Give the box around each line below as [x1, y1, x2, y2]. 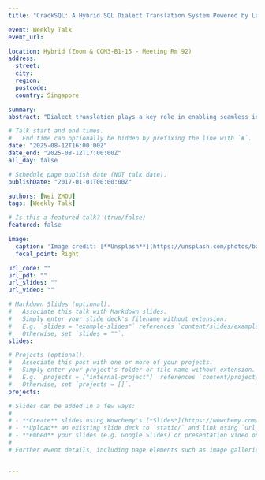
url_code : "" [8, 264, 51, 272]
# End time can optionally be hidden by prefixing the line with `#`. [8, 135, 252, 143]
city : [15, 69, 34, 77]
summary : [8, 106, 37, 113]
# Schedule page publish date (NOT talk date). [8, 170, 168, 178]
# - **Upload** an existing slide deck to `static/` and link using [8, 424, 238, 432]
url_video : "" [8, 286, 55, 294]
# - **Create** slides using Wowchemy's [8, 417, 144, 425]
